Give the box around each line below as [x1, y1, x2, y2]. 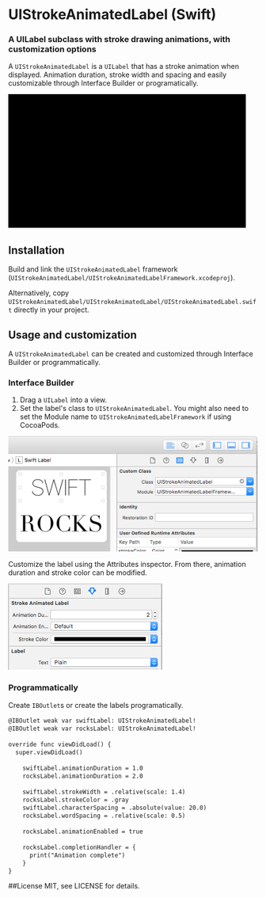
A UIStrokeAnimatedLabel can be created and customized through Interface [8, 349, 253, 359]
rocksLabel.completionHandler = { [22, 843, 136, 851]
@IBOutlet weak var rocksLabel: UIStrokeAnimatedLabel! [8, 725, 196, 732]
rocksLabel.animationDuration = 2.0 [22, 772, 144, 780]
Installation [8, 243, 65, 257]
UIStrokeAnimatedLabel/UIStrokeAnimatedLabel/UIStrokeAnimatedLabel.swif [8, 299, 257, 306]
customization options [8, 44, 97, 55]
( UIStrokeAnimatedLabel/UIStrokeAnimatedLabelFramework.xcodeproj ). [8, 273, 236, 283]
